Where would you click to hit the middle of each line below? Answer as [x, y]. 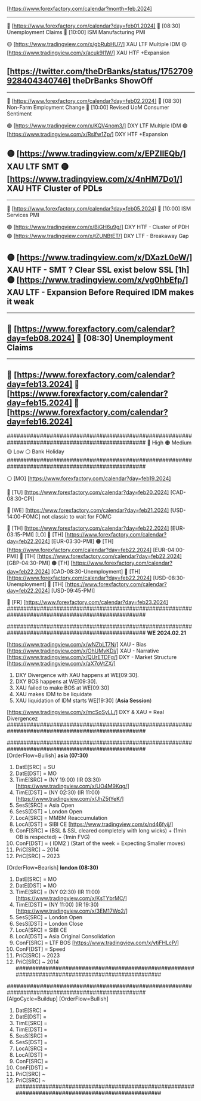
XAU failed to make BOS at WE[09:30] [62, 688]
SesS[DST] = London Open [49, 812]
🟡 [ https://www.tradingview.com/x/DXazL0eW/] [100, 257]
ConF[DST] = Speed [40, 949]
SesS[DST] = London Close [49, 924]
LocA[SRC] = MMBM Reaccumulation [61, 818]
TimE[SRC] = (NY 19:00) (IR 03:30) [58, 780]
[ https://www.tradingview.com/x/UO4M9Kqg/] [72, 786]
